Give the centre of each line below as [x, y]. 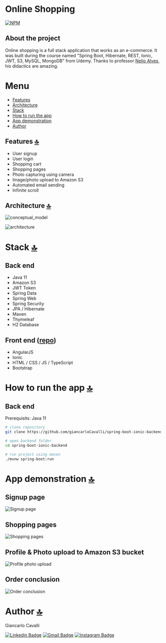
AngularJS [23, 352]
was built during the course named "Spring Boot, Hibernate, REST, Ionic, [79, 55]
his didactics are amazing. [32, 66]
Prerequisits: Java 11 [26, 418]
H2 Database [26, 325]
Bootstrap [22, 368]
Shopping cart [27, 164]
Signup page [25, 497]
